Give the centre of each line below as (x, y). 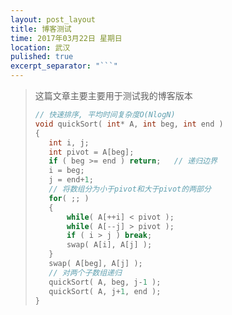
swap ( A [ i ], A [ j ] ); (109, 245)
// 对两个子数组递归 (85, 272)
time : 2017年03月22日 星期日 (66, 38)
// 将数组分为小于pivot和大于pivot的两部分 (130, 189)
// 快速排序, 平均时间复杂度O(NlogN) (105, 115)
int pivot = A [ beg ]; (91, 152)
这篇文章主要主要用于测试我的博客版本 (113, 95)
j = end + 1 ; (71, 180)
